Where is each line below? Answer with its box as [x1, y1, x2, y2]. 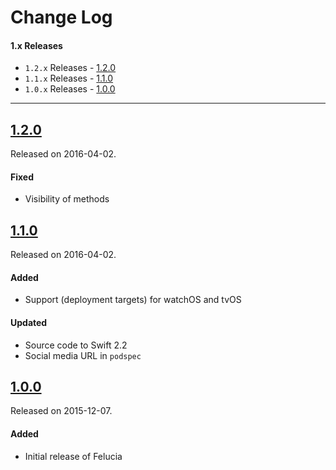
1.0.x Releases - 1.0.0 [24, 83, 116, 95]
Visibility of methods [24, 193, 110, 205]
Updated [10, 317, 48, 329]
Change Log [10, 6, 113, 29]
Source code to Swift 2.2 [24, 339, 128, 351]
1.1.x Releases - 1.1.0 [24, 72, 114, 85]
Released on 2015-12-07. [10, 405, 113, 417]
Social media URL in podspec [24, 349, 142, 361]
